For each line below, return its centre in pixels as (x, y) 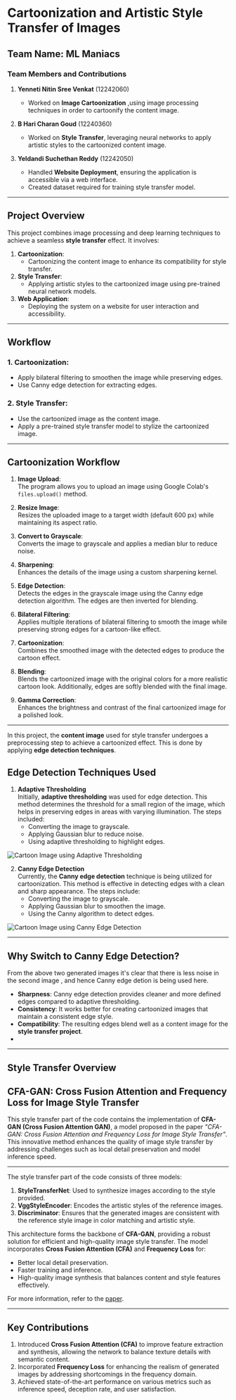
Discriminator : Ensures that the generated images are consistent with (118, 1213)
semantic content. (44, 1359)
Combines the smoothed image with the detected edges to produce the (121, 650)
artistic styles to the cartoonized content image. (97, 145)
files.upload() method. (52, 494)
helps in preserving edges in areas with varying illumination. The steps (119, 812)
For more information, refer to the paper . (66, 1299)
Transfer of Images (64, 28)
